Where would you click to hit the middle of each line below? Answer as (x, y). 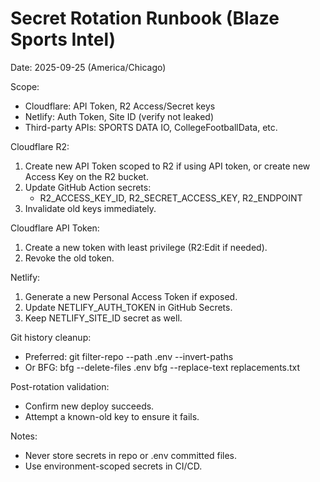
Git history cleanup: (51, 337)
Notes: (24, 436)
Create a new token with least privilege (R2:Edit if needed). (146, 247)
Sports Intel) (63, 39)
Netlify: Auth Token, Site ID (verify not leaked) (119, 116)
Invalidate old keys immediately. (90, 208)
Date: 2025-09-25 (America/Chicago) (88, 67)
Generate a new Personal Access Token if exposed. (131, 296)
